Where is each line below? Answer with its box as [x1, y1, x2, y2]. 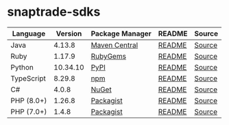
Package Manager [91, 29, 152, 38]
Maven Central [91, 40, 138, 50]
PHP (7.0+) [10, 107, 47, 116]
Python [10, 62, 34, 72]
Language [12, 29, 46, 38]
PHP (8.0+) [10, 96, 47, 105]
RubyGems [91, 51, 127, 61]
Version [56, 29, 82, 38]
